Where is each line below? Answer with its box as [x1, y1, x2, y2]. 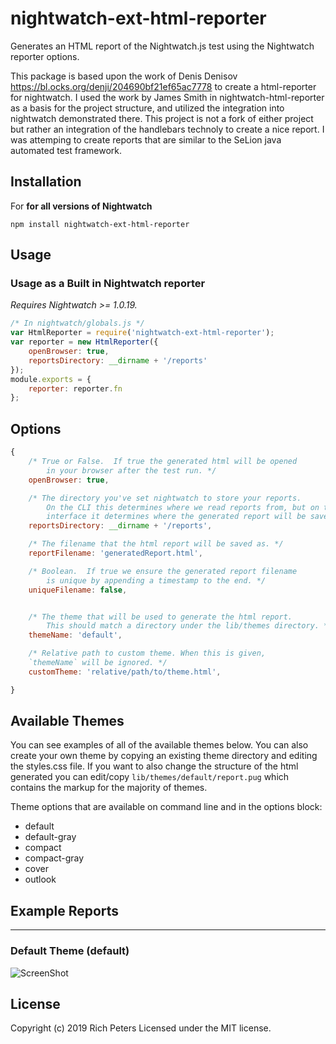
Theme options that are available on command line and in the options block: [10, 801, 323, 813]
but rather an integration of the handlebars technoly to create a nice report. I [10, 123, 325, 135]
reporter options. [10, 50, 80, 62]
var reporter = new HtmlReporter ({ [10, 337, 159, 347]
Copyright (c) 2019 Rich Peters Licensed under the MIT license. [10, 1022, 272, 1034]
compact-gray [24, 852, 85, 864]
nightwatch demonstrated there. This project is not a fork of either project [10, 112, 314, 124]
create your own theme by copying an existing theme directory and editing [10, 750, 318, 762]
